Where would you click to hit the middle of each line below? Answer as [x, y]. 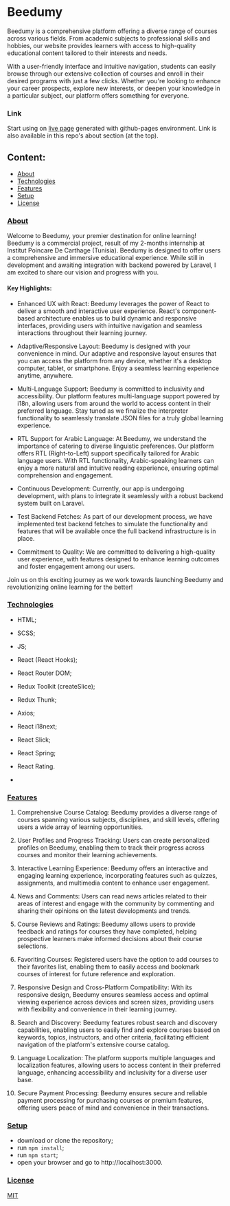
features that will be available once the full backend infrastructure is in [116, 531]
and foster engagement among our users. [76, 566]
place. [26, 538]
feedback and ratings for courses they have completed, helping [107, 932]
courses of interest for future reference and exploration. [96, 974]
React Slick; [34, 740]
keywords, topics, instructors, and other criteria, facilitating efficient [113, 1037]
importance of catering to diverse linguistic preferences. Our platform [115, 446]
